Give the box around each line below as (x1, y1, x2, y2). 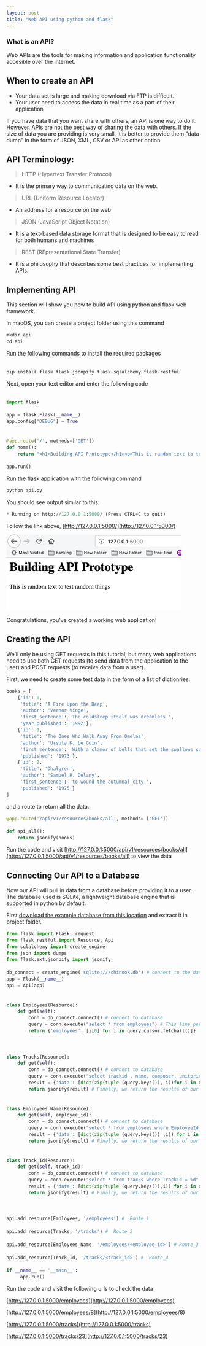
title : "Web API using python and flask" (6, 16, 114, 23)
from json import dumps (6, 950, 67, 956)
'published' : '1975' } (20, 785, 75, 792)
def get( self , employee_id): (17, 1112, 92, 1118)
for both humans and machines (15, 236, 94, 244)
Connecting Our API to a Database (6, 870, 140, 881)
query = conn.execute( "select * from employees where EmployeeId (28, 1125, 199, 1131)
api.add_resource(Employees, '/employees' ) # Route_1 (6, 1216, 150, 1222)
